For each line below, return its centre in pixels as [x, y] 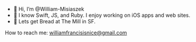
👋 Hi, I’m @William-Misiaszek [49, 9]
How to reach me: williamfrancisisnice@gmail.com [66, 33]
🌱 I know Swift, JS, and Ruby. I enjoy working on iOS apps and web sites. [102, 15]
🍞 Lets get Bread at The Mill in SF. [54, 21]
